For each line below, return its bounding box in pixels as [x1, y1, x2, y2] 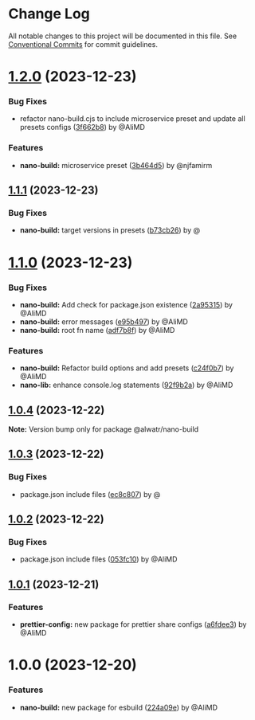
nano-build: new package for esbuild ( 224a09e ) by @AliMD [19, 702, 218, 712]
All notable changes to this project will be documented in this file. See [8, 31, 237, 41]
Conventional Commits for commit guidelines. [8, 39, 158, 49]
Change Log [8, 5, 90, 23]
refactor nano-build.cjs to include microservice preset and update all [19, 114, 245, 123]
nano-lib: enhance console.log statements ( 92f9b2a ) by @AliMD [19, 380, 233, 390]
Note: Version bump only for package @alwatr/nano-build [8, 425, 199, 434]
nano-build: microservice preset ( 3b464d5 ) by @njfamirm [19, 160, 213, 170]
